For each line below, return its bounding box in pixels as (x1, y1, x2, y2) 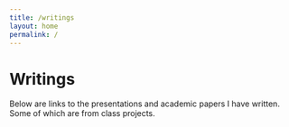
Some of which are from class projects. (9, 108, 155, 119)
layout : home (9, 22, 59, 31)
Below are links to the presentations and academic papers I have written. (9, 98, 280, 109)
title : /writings (9, 13, 75, 23)
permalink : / (9, 30, 59, 39)
